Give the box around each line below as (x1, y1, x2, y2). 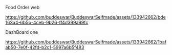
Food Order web (5, 5, 40, 10)
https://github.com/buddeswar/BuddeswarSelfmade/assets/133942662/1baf (5, 39, 167, 45)
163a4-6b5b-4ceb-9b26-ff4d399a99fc (5, 20, 89, 25)
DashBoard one (5, 29, 38, 35)
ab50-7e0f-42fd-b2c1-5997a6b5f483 (5, 44, 84, 50)
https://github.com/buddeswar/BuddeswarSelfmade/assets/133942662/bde (5, 14, 166, 20)
